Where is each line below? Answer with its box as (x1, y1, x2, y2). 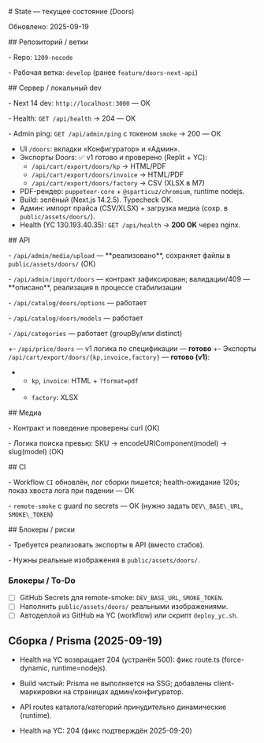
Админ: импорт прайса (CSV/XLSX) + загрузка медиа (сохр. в (19, 203, 229, 212)
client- (213, 678, 235, 689)
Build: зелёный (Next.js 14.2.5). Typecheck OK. (19, 195, 173, 204)
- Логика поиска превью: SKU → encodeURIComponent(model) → (8, 439, 228, 448)
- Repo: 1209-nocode (8, 53, 73, 62)
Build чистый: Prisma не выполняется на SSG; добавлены (19, 678, 212, 689)
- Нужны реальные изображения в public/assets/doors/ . (8, 555, 200, 565)
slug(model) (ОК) (8, 447, 65, 456)
